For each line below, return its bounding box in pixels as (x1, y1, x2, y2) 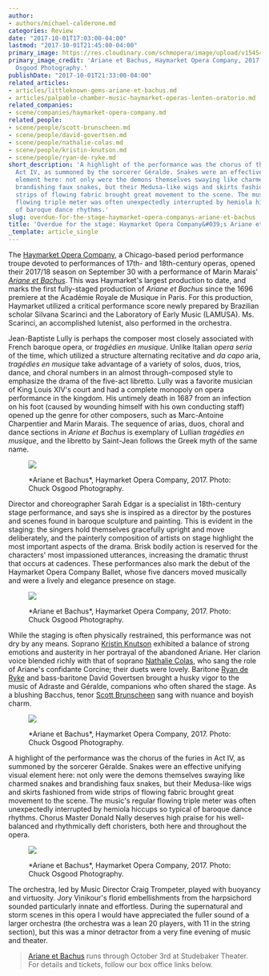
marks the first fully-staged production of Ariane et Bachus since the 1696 (8, 284, 254, 294)
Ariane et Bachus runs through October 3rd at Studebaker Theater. (27, 951, 249, 961)
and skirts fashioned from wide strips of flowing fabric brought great (8, 788, 235, 796)
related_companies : (8, 101, 74, 109)
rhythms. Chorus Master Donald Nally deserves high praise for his (8, 813, 227, 822)
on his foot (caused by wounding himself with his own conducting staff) (8, 402, 245, 411)
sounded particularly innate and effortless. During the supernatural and (8, 901, 243, 911)
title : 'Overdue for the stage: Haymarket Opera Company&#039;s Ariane (8, 221, 252, 229)
